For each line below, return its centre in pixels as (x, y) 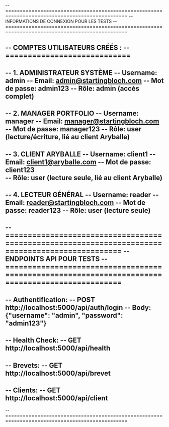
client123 (20, 170)
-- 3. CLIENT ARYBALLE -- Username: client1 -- (80, 154)
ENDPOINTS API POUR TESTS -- (56, 259)
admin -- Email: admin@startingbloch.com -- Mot (84, 80)
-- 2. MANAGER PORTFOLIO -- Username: (72, 113)
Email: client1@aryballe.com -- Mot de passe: (78, 162)
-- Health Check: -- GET (43, 340)
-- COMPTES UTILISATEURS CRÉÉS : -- (67, 48)
